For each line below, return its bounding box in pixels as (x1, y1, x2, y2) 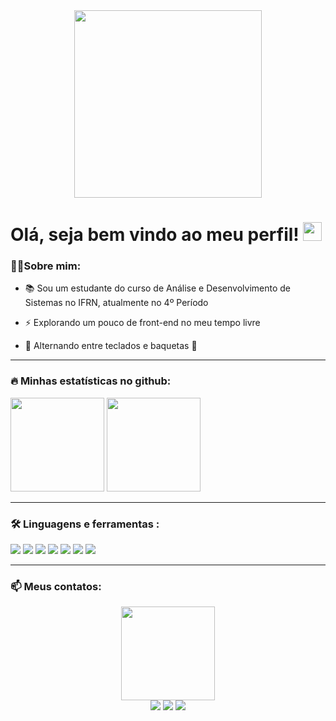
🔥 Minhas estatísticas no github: (10, 374, 172, 388)
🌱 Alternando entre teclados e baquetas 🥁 (24, 340, 198, 352)
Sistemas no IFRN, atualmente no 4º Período (24, 297, 209, 309)
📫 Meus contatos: (10, 580, 102, 593)
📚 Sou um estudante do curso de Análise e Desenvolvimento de (24, 282, 291, 294)
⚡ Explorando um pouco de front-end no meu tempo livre (24, 317, 261, 329)
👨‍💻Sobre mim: (10, 259, 82, 273)
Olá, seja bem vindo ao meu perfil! (10, 224, 300, 246)
